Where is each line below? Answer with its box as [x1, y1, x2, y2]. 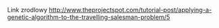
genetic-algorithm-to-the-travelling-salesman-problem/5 [7, 13, 170, 21]
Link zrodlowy [7, 6, 47, 14]
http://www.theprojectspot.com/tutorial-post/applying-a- [48, 6, 212, 14]
